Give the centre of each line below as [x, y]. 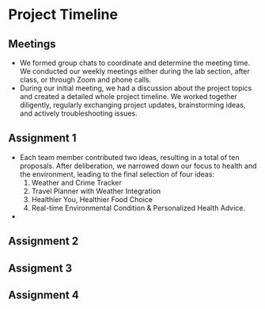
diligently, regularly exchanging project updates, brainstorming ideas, [132, 105]
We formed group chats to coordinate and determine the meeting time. [135, 63]
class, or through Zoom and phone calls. [85, 80]
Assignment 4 [44, 295]
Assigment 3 [40, 268]
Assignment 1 [42, 138]
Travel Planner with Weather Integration [96, 191]
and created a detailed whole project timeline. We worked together [128, 96]
